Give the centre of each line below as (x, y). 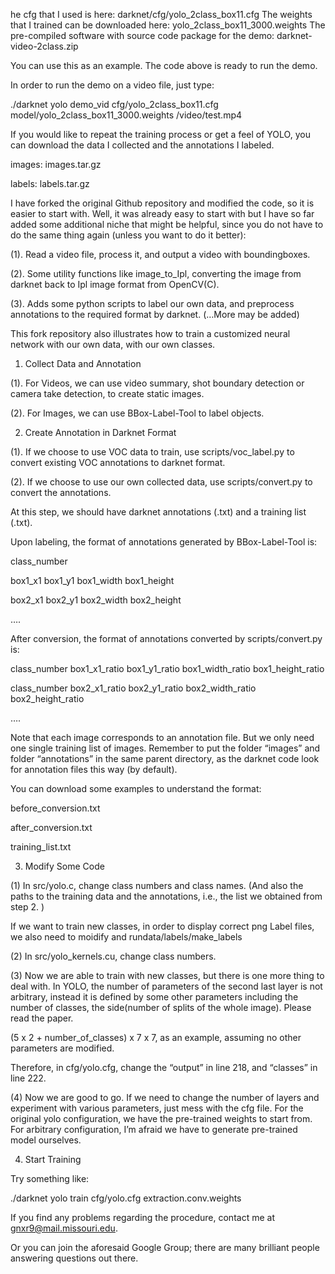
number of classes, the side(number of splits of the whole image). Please (161, 1007)
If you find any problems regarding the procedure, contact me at (142, 1217)
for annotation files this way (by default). (94, 769)
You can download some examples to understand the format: (136, 788)
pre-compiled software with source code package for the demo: (142, 35)
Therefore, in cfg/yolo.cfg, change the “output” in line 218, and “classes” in (164, 1067)
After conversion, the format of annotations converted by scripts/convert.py (166, 638)
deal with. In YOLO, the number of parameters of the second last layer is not (166, 986)
